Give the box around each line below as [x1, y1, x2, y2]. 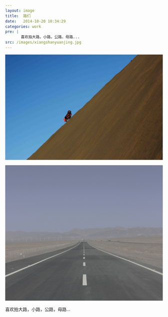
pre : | [5, 29, 19, 35]
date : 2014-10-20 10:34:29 [5, 19, 66, 24]
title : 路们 [5, 13, 31, 19]
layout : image [5, 8, 35, 13]
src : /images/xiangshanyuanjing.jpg [5, 40, 81, 45]
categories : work [5, 24, 41, 29]
